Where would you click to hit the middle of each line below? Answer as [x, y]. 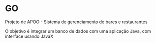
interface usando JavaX [29, 36]
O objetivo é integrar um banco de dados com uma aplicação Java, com [78, 31]
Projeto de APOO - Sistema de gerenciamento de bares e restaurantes [76, 22]
